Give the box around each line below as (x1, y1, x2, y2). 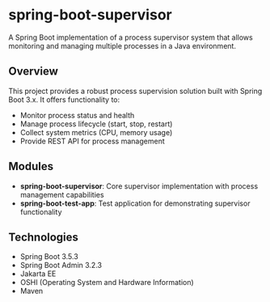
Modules (8, 160, 54, 173)
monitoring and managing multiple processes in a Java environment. (8, 40, 237, 50)
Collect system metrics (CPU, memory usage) (19, 127, 173, 137)
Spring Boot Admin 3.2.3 (19, 261, 103, 270)
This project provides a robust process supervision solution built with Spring (8, 86, 263, 96)
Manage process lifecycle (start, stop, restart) (19, 119, 173, 129)
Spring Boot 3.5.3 (19, 252, 78, 262)
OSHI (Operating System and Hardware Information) (19, 278, 194, 287)
